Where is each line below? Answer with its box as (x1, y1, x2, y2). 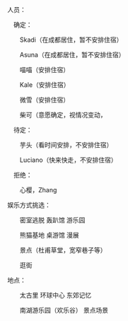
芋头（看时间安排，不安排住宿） (19, 141, 113, 149)
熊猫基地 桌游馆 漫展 (19, 231, 79, 239)
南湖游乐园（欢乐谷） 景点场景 (19, 306, 108, 314)
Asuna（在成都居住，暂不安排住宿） (19, 51, 125, 59)
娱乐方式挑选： (7, 201, 51, 209)
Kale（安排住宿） (19, 81, 70, 89)
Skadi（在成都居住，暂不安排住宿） (19, 35, 123, 44)
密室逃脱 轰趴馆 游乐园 (19, 216, 86, 224)
